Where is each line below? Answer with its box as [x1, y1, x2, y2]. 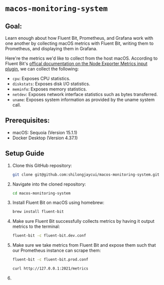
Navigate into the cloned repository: [12, 181, 86, 187]
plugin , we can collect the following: [5, 66, 79, 72]
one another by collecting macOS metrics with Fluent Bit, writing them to [5, 40, 154, 46]
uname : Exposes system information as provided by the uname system [12, 96, 155, 102]
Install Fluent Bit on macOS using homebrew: [12, 199, 104, 205]
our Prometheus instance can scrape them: [12, 248, 101, 254]
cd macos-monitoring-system [12, 190, 71, 195]
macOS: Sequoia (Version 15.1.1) [12, 129, 78, 135]
